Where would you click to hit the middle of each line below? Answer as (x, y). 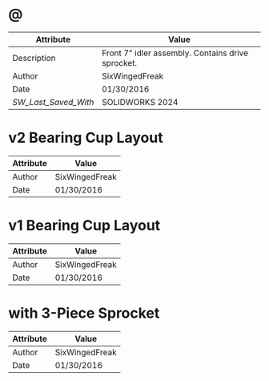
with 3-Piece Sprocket (84, 313)
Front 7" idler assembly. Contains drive (175, 53)
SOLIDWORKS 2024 (140, 102)
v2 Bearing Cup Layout (86, 138)
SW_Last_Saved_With (53, 102)
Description (34, 58)
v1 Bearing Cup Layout (84, 226)
